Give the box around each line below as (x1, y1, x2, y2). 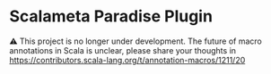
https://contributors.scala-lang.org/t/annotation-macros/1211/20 (9, 54, 246, 65)
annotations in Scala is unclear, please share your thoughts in (9, 45, 236, 55)
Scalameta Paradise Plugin (9, 6, 214, 27)
